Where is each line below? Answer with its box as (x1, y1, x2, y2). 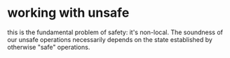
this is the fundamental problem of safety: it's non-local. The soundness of (7, 28, 223, 36)
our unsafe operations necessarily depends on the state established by (7, 35, 212, 43)
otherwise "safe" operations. (7, 43, 90, 51)
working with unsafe (7, 5, 130, 21)
